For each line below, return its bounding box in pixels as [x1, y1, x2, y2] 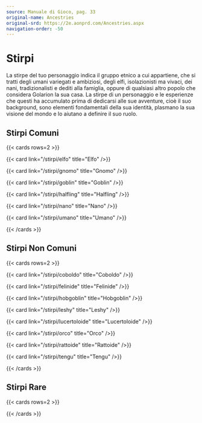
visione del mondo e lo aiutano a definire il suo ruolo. [6, 110, 137, 118]
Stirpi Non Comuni [6, 243, 77, 254]
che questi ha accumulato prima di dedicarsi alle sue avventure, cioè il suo [6, 97, 192, 105]
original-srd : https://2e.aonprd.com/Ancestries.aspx [6, 20, 145, 26]
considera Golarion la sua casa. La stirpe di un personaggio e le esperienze [6, 91, 194, 98]
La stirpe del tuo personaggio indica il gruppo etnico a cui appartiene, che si [6, 72, 196, 79]
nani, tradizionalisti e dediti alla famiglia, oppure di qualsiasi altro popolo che [6, 85, 196, 92]
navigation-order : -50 [6, 25, 63, 32]
